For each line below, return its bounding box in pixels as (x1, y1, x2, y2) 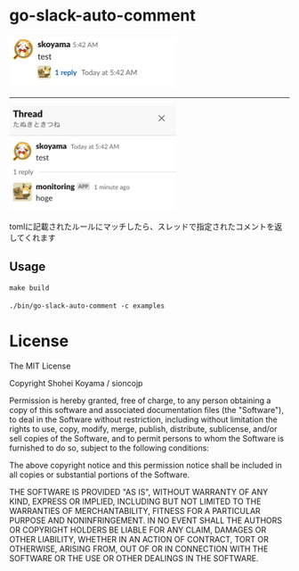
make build (9, 284, 50, 293)
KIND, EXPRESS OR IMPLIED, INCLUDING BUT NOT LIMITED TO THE (9, 496, 262, 507)
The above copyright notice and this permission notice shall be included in (9, 460, 282, 471)
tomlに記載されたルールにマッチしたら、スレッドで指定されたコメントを (9, 221, 275, 232)
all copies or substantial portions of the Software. (9, 469, 190, 480)
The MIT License (9, 360, 71, 371)
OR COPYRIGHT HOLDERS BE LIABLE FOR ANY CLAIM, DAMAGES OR (9, 525, 267, 535)
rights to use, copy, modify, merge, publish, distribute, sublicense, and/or (9, 424, 278, 434)
